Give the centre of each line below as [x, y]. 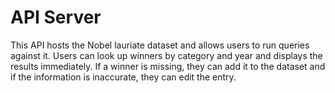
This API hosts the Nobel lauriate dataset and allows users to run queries [160, 45]
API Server [56, 17]
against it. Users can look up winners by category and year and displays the [166, 55]
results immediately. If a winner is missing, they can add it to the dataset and [168, 66]
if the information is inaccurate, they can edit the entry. [123, 77]
